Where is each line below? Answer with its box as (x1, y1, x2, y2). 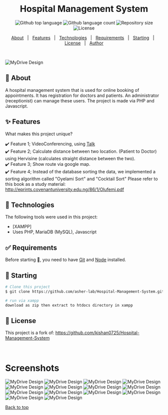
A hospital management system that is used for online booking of (5, 87, 139, 93)
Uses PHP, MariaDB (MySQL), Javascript (12, 229, 97, 235)
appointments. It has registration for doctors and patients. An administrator (5, 92, 159, 98)
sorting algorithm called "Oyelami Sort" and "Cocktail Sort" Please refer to (5, 176, 158, 182)
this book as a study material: (5, 181, 66, 187)
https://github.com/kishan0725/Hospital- (55, 330, 140, 336)
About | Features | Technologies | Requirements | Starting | (11, 34, 154, 40)
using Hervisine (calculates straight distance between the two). (5, 155, 135, 161)
